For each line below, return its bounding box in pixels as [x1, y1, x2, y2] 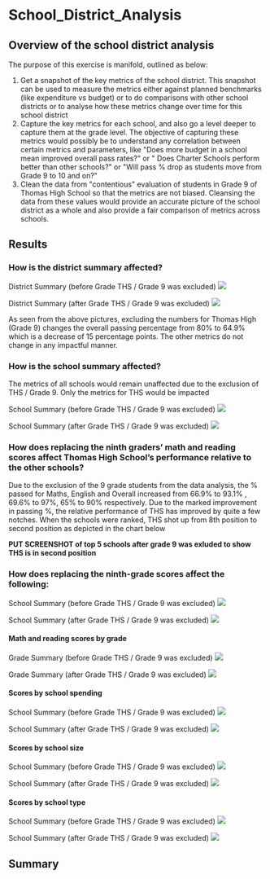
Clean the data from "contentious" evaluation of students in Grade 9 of [20, 179, 258, 189]
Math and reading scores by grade [8, 634, 128, 644]
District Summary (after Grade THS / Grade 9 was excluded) [8, 298, 210, 308]
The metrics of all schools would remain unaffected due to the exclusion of [8, 379, 259, 389]
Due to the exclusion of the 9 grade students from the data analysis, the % [8, 481, 258, 490]
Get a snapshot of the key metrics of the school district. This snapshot [20, 76, 256, 85]
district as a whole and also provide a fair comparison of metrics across [20, 205, 260, 215]
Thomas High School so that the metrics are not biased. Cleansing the [20, 188, 255, 197]
